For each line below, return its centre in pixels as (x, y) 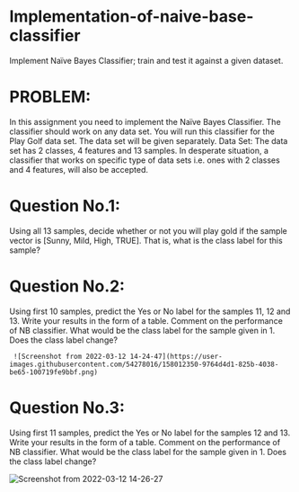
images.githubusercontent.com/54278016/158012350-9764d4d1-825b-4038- (144, 364)
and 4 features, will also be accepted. (79, 169)
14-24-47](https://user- (176, 356)
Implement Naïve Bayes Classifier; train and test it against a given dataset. (146, 60)
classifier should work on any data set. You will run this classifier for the (142, 131)
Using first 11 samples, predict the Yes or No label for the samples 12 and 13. (150, 433)
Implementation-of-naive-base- (132, 17)
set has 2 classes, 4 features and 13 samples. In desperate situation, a (139, 150)
